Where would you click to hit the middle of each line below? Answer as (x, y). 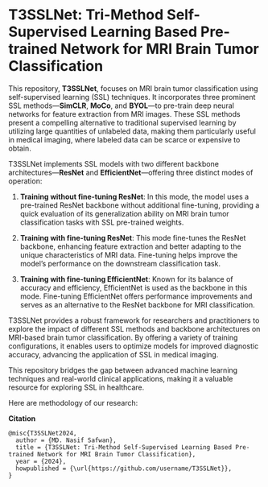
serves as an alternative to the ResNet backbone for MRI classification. (137, 304)
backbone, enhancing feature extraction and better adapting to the (130, 246)
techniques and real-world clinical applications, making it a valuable (121, 378)
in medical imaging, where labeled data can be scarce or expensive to (124, 139)
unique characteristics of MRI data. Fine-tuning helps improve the (129, 254)
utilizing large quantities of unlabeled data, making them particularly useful (132, 131)
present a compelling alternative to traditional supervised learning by (122, 122)
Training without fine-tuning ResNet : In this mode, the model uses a (134, 196)
